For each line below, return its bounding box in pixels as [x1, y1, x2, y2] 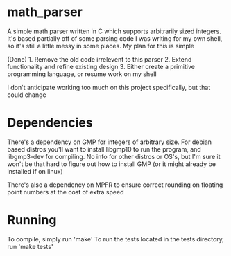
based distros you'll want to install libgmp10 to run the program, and [7, 145, 201, 153]
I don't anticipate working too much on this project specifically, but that [7, 83, 211, 91]
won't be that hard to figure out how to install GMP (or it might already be [7, 160, 216, 168]
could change [7, 91, 46, 99]
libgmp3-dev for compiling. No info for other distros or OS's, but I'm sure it [7, 152, 221, 161]
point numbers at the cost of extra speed [7, 188, 124, 196]
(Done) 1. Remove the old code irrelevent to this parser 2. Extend [7, 55, 192, 63]
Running [7, 212, 57, 228]
